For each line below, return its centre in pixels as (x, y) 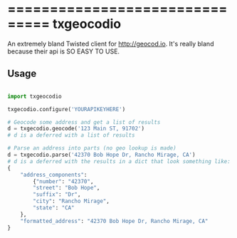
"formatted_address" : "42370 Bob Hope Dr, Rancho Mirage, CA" (114, 221)
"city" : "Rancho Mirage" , (72, 201)
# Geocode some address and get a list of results (84, 122)
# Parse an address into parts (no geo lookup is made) (92, 148)
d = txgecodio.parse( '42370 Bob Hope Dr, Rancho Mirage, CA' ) (101, 155)
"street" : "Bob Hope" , (67, 188)
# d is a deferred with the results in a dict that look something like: (119, 161)
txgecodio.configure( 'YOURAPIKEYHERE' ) (67, 109)
